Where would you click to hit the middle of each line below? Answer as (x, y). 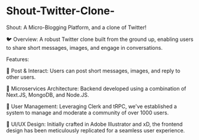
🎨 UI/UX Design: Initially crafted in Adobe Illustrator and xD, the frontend (94, 124)
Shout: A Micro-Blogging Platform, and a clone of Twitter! (76, 27)
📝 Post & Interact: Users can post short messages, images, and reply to (93, 71)
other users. (21, 77)
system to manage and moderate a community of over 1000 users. (88, 112)
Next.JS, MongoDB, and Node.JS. (48, 95)
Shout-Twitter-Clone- (61, 11)
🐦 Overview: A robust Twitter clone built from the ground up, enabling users (100, 39)
